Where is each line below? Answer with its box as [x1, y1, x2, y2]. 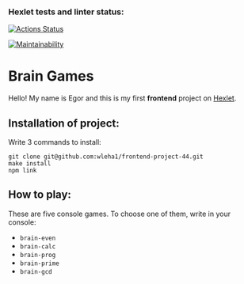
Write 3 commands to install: [8, 138, 101, 147]
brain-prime [19, 259, 59, 267]
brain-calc [19, 242, 56, 251]
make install [8, 160, 51, 168]
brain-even [19, 234, 56, 242]
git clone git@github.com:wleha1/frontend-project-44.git [8, 153, 204, 161]
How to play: [8, 188, 71, 202]
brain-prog [19, 251, 56, 259]
